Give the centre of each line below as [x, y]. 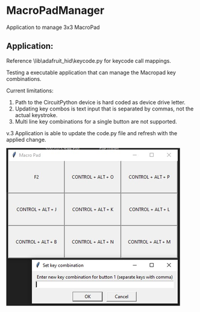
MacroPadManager [55, 11]
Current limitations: [30, 91]
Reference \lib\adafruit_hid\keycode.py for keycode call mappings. [89, 60]
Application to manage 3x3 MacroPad [53, 27]
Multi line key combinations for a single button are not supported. [96, 121]
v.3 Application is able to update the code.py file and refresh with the [92, 133]
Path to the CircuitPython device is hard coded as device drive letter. [100, 102]
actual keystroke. [36, 115]
